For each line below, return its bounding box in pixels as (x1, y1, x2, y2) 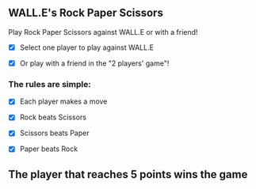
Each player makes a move (19, 96, 108, 106)
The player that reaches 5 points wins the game (8, 168, 248, 181)
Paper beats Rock (19, 144, 78, 153)
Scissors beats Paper (19, 128, 90, 138)
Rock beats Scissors (19, 112, 87, 122)
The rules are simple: (8, 78, 91, 89)
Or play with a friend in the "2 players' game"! (19, 59, 170, 68)
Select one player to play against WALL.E (19, 43, 155, 52)
